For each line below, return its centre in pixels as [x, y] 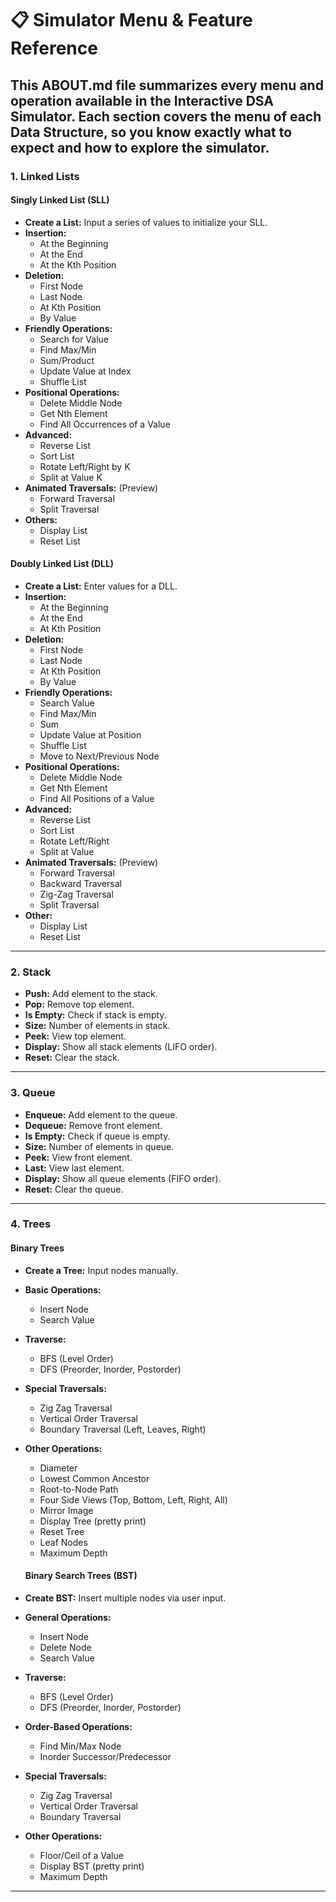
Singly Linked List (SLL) [60, 200]
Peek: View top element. [75, 1036]
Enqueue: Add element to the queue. [101, 1114]
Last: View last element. [74, 1168]
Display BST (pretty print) [92, 1866]
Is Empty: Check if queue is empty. [97, 1136]
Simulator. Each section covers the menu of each [166, 116]
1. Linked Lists [45, 176]
